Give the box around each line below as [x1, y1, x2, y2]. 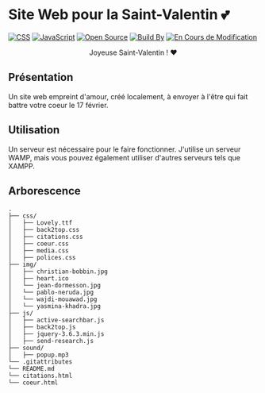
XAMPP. [8, 161, 36, 171]
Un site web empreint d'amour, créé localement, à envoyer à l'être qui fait [8, 91, 248, 101]
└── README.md [8, 365, 56, 373]
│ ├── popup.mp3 [8, 351, 69, 359]
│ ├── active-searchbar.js [8, 316, 105, 325]
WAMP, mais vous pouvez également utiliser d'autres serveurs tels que [8, 152, 240, 162]
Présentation [8, 71, 74, 84]
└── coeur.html [8, 379, 59, 387]
